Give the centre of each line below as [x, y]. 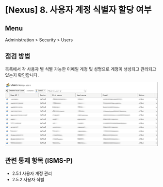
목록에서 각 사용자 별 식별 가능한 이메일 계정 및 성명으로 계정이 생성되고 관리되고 [81, 69]
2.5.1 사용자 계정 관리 [32, 173]
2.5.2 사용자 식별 [28, 179]
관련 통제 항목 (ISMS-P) [39, 161]
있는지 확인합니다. [22, 75]
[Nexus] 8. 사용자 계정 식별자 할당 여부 [78, 10]
